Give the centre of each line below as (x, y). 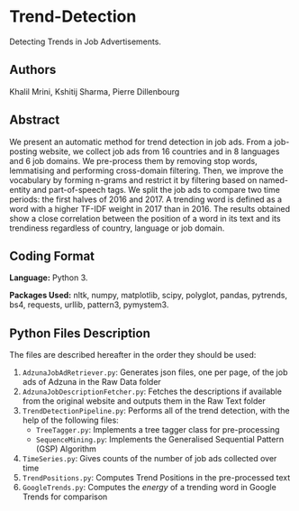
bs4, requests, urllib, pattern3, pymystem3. (89, 305)
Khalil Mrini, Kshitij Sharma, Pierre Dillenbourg (95, 91)
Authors (33, 70)
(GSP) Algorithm (66, 449)
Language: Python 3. (49, 278)
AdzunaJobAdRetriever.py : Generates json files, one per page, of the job (155, 372)
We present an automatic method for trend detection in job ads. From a (141, 141)
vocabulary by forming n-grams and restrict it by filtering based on (133, 180)
